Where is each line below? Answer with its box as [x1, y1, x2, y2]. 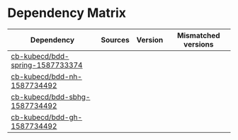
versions [183, 39, 214, 49]
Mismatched [176, 30, 221, 40]
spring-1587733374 [11, 60, 83, 70]
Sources [101, 35, 130, 45]
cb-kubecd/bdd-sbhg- [11, 92, 91, 102]
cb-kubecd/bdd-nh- [11, 71, 83, 81]
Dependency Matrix [7, 5, 126, 21]
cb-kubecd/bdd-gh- [11, 112, 83, 122]
